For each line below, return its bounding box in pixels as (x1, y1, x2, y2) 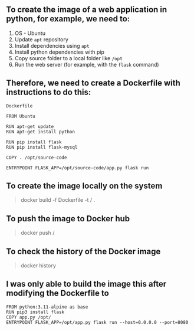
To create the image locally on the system (6, 181, 163, 191)
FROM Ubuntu (6, 113, 35, 119)
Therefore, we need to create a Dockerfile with (6, 78, 181, 88)
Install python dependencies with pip (14, 48, 105, 55)
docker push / (20, 230, 55, 237)
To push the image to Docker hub (6, 214, 130, 224)
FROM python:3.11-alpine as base (6, 304, 88, 310)
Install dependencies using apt (14, 42, 90, 49)
